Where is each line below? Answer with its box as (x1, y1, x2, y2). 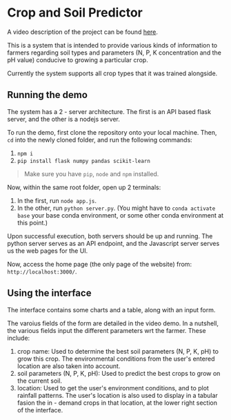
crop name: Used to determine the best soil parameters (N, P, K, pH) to (17, 347, 219, 355)
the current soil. (17, 376, 63, 385)
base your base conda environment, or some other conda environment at (17, 211, 224, 219)
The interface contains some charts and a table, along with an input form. (7, 305, 216, 314)
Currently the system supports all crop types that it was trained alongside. (7, 69, 218, 77)
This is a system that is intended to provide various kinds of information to (7, 41, 218, 49)
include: (7, 334, 30, 342)
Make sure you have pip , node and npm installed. (23, 169, 159, 178)
